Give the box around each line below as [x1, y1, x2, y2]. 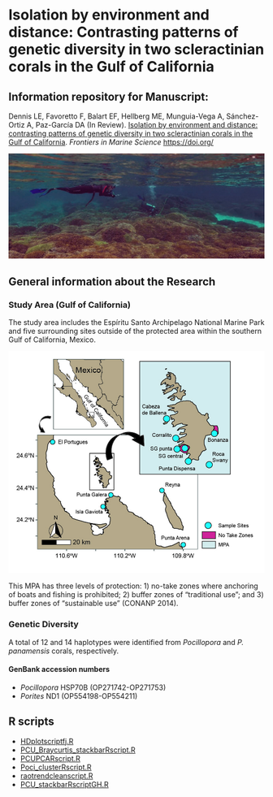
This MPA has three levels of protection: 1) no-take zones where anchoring [8, 581, 258, 591]
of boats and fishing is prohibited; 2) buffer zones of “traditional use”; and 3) [8, 590, 264, 600]
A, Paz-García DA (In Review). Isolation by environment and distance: [26, 120, 258, 129]
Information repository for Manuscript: [8, 89, 209, 103]
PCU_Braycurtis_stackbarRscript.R [19, 745, 136, 755]
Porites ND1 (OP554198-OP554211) [19, 691, 138, 700]
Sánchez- [226, 111, 259, 121]
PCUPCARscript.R [19, 753, 81, 763]
